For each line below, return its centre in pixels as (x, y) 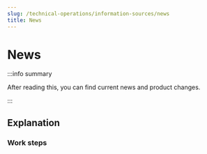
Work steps (27, 142)
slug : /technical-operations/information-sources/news (89, 14)
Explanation (34, 123)
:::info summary (30, 74)
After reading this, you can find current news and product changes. (104, 87)
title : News (24, 20)
